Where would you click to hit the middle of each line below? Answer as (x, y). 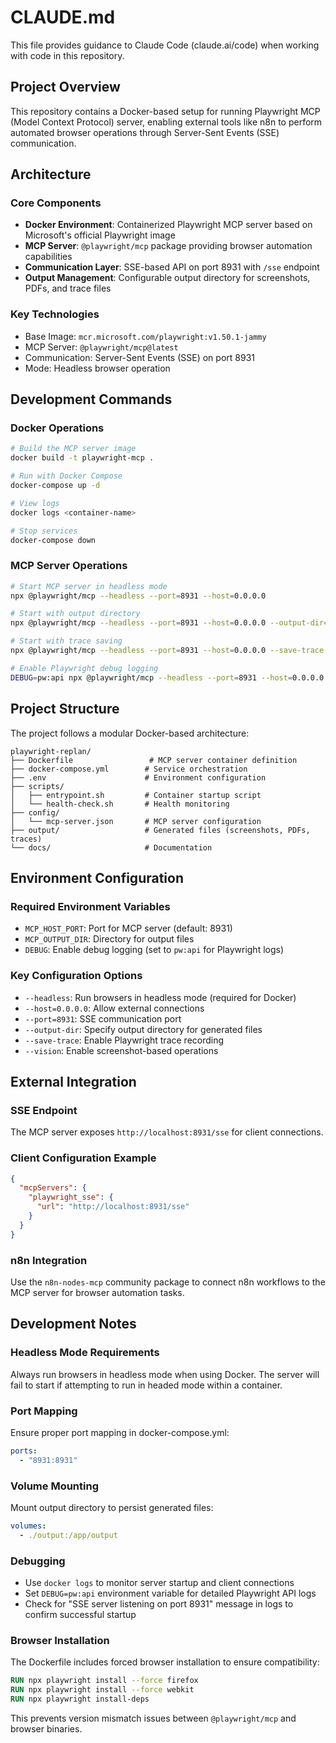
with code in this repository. (67, 55)
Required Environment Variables (90, 906)
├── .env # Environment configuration (138, 777)
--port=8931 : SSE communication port (103, 1018)
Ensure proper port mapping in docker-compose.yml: (120, 1432)
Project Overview (65, 87)
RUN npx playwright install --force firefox (104, 1681)
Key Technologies (55, 314)
